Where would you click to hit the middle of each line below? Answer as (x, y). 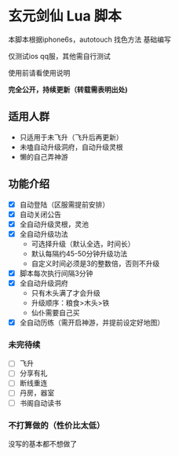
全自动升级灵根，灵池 (54, 224)
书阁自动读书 (40, 403)
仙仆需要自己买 (55, 312)
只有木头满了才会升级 (66, 292)
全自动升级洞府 (44, 283)
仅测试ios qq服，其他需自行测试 (60, 56)
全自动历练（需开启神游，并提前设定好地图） (92, 322)
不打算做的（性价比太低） (57, 425)
